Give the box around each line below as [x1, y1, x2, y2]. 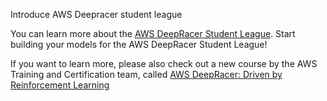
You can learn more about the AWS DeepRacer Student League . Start [10, 28, 296, 39]
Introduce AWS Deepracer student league [10, 9, 183, 20]
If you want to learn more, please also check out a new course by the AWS [10, 58, 318, 69]
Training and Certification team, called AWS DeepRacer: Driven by [10, 69, 283, 80]
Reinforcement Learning [10, 79, 110, 91]
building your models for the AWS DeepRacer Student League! [10, 39, 268, 50]
